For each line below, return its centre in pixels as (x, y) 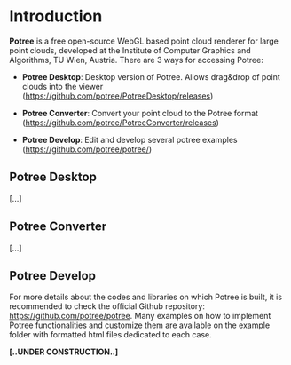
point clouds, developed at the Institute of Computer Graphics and (130, 50)
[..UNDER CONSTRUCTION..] (64, 352)
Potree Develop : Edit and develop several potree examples (130, 139)
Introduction (56, 16)
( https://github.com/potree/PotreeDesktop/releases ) (118, 96)
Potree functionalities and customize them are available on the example (140, 325)
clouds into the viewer (63, 86)
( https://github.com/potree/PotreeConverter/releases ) (121, 123)
